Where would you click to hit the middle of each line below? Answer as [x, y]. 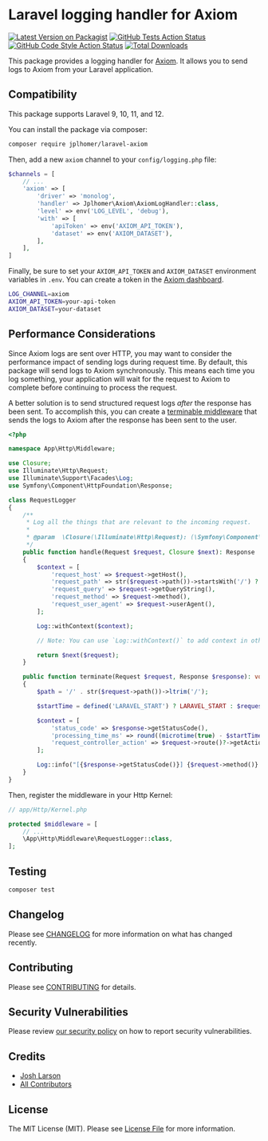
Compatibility [43, 95]
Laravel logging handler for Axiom [123, 15]
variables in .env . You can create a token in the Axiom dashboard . [116, 280]
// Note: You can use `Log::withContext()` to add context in [142, 641]
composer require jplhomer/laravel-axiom [78, 144]
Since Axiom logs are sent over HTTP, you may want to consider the [120, 353]
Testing [28, 871]
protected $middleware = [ [53, 824]
